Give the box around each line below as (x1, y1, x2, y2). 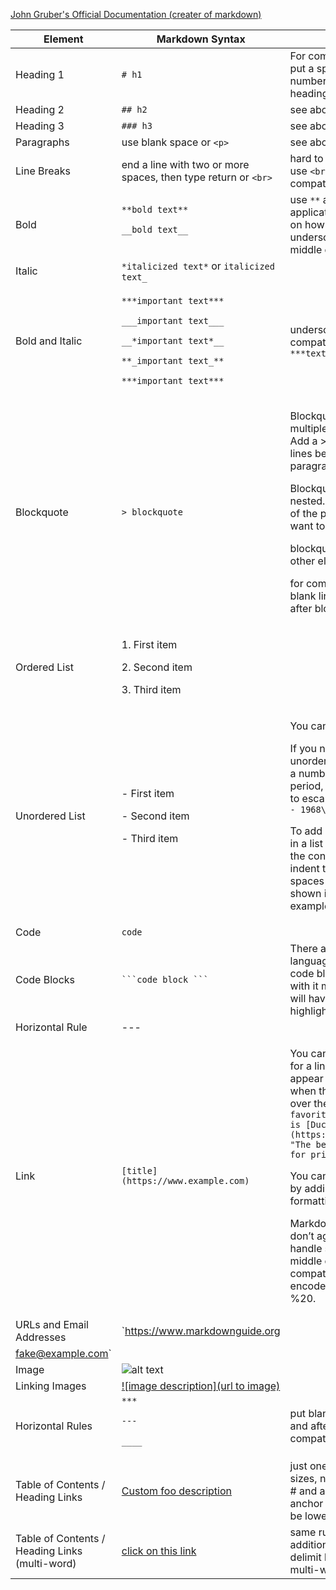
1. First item (121, 638, 178, 651)
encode (289, 1279, 327, 1293)
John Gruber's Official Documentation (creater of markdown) (10, 9, 262, 20)
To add (289, 824, 323, 838)
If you (289, 742, 317, 755)
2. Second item (121, 660, 193, 674)
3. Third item (121, 683, 182, 696)
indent (289, 862, 320, 875)
